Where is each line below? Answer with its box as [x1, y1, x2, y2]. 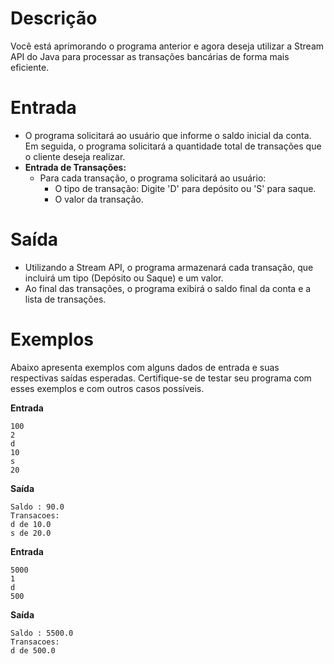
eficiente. [10, 61, 50, 73]
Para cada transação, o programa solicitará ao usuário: [39, 172, 267, 184]
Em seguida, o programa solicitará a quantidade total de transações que [24, 140, 322, 152]
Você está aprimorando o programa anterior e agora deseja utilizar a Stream [10, 40, 325, 52]
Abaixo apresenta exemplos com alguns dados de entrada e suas [10, 361, 280, 373]
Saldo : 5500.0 [10, 628, 74, 638]
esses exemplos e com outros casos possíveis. [10, 382, 205, 394]
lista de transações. [24, 293, 107, 305]
